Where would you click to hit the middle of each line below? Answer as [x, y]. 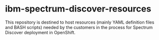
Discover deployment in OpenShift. [40, 32]
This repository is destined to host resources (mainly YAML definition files [80, 22]
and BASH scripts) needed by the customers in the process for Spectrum [79, 27]
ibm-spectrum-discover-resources [78, 9]
